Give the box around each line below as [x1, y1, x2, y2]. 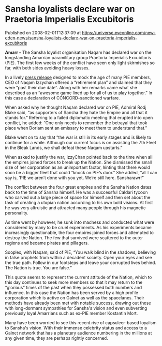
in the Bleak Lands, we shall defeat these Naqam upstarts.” [5, 145, 122, 150]
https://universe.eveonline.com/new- [82, 30, 156, 35]
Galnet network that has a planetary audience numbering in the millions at [5, 330, 152, 336]
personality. [5, 210, 29, 215]
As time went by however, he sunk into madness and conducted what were [5, 219, 155, 225]
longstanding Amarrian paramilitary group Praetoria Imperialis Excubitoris [5, 54, 151, 60]
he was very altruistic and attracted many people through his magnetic [5, 205, 146, 211]
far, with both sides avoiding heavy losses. [5, 65, 90, 71]
